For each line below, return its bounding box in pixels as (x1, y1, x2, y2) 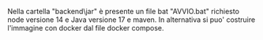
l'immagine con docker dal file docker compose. (7, 24, 164, 32)
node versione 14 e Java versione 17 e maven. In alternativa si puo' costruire (7, 15, 256, 24)
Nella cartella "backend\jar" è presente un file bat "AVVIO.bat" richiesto (7, 7, 240, 16)
